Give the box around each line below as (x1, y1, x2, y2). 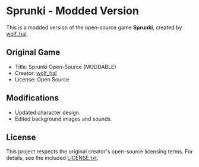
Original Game (6, 48, 61, 58)
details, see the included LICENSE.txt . (6, 155, 99, 162)
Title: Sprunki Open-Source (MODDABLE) (14, 63, 117, 70)
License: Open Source (14, 75, 70, 83)
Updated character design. (14, 109, 81, 116)
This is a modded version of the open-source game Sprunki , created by (6, 24, 182, 31)
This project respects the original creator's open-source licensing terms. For (6, 148, 193, 155)
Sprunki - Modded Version (6, 4, 140, 18)
